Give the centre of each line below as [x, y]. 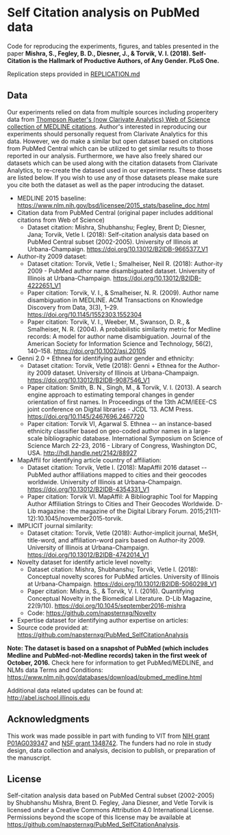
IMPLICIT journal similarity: [55, 525]
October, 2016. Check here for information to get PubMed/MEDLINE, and [110, 662]
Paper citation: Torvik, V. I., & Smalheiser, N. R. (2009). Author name [123, 292]
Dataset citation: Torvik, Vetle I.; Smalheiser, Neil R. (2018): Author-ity [125, 263]
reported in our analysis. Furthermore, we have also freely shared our [105, 155]
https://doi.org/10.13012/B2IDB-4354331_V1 [88, 489]
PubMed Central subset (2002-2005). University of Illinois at [113, 242]
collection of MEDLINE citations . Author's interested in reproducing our [107, 126]
